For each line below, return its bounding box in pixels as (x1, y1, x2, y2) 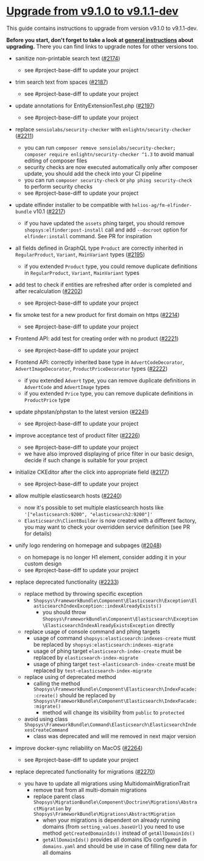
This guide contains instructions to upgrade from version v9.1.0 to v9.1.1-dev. (6, 24, 198, 32)
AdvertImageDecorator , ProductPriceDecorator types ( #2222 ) (15, 365, 168, 372)
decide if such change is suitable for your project (24, 456, 148, 463)
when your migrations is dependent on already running (42, 816, 180, 824)
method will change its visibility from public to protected (42, 708, 185, 716)
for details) (24, 529, 52, 537)
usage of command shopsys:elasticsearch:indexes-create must (33, 634, 196, 642)
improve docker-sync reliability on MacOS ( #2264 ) (15, 744, 143, 752)
